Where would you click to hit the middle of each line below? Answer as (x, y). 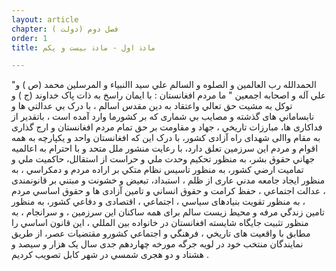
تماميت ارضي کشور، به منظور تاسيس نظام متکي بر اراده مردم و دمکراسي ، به (157, 170)
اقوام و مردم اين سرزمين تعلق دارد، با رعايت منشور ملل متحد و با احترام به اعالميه (165, 148)
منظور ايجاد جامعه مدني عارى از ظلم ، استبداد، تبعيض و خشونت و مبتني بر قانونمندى (168, 180)
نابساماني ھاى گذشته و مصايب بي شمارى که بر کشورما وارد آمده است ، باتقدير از (163, 117)
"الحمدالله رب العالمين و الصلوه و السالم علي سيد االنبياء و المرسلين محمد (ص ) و (164, 85)
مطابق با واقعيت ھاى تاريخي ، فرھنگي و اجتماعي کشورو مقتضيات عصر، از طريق (161, 233)
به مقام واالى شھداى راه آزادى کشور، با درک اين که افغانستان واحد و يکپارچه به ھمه (166, 138)
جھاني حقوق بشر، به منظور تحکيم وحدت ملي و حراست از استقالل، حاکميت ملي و (163, 159)
